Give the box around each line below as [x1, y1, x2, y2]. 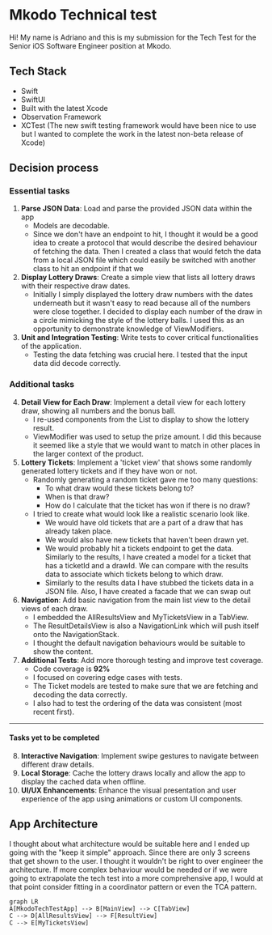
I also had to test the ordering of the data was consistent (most [32, 698, 242, 708]
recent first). [32, 707, 75, 716]
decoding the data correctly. [32, 690, 128, 699]
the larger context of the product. [32, 448, 144, 458]
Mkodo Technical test [9, 6, 157, 24]
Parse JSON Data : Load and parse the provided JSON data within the [20, 204, 253, 214]
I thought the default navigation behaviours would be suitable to [32, 638, 245, 648]
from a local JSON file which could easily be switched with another [32, 255, 257, 265]
